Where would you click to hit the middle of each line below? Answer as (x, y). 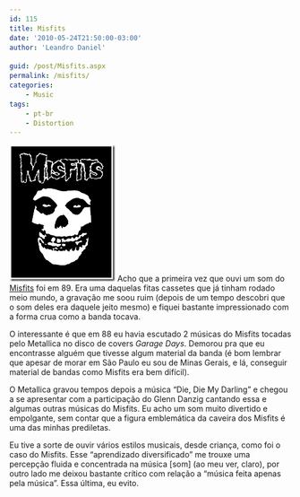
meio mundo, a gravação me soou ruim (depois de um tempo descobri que (147, 298)
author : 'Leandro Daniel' (57, 48)
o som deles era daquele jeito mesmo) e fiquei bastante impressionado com (149, 307)
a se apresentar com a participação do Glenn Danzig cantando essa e (138, 399)
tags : (19, 104)
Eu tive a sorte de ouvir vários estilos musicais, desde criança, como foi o (145, 445)
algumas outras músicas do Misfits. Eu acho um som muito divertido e (139, 409)
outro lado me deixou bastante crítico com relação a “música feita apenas (146, 474)
